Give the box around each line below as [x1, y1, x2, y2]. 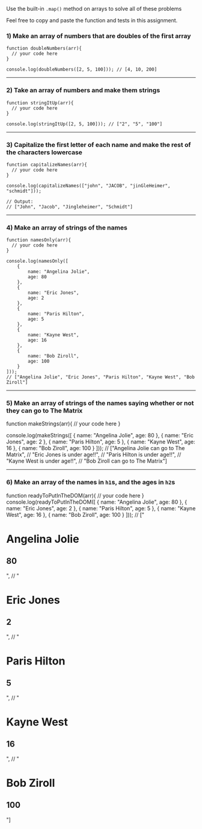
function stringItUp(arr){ [6, 99, 74, 106]
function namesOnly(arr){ [6, 237, 71, 243]
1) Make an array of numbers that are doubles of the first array [6, 31, 191, 40]
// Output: [6, 198, 34, 204]
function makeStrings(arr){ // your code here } [6, 420, 121, 427]
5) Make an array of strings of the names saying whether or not [6, 399, 194, 407]
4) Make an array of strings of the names [6, 223, 127, 231]
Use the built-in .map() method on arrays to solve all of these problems [6, 5, 182, 12]
